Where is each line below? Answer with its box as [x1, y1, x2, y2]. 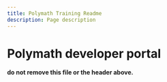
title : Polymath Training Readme [7, 10, 102, 17]
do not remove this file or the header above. [7, 68, 134, 77]
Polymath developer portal [7, 46, 162, 61]
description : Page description [7, 16, 96, 23]
